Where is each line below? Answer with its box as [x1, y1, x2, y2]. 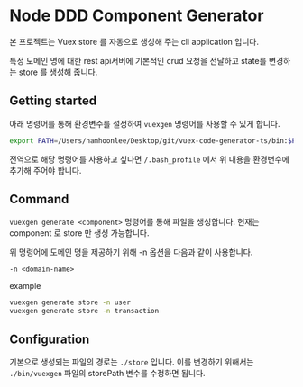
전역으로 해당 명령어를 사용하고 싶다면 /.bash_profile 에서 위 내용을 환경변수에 [9, 154, 290, 165]
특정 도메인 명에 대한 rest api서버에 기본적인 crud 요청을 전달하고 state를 [9, 55, 268, 66]
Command [9, 192, 69, 207]
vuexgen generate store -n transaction [9, 307, 160, 316]
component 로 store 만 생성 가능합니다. [9, 228, 150, 238]
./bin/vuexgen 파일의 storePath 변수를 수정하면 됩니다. [9, 368, 206, 378]
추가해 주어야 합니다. [9, 165, 82, 175]
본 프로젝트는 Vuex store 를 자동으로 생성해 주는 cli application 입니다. [9, 36, 260, 47]
